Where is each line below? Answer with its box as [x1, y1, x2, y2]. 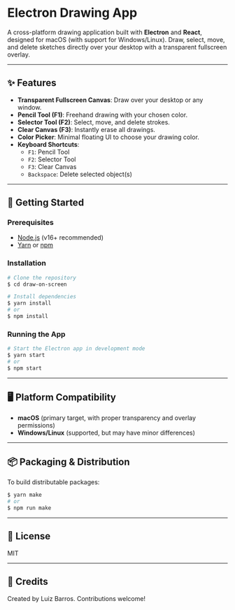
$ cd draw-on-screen [7, 281, 68, 288]
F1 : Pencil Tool [27, 147, 70, 156]
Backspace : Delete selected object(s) [27, 170, 133, 178]
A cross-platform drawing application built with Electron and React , [7, 28, 203, 36]
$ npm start [7, 365, 42, 372]
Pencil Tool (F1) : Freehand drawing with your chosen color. [17, 110, 187, 119]
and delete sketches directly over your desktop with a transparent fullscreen [7, 43, 227, 51]
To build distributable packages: [7, 478, 100, 486]
